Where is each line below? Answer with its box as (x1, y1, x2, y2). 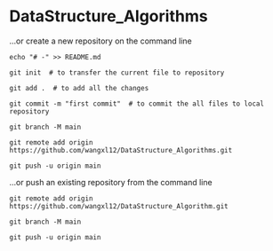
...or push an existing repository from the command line (9, 176, 213, 187)
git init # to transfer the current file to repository (9, 68, 225, 77)
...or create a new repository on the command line (9, 35, 193, 46)
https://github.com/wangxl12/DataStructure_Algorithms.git (9, 145, 233, 154)
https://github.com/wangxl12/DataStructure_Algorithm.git (9, 201, 229, 210)
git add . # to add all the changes (9, 83, 149, 92)
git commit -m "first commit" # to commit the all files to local (9, 99, 265, 108)
